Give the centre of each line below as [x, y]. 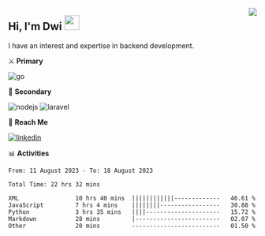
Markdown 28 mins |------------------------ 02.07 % [132, 219]
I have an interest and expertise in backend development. [101, 45]
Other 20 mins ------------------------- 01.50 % [132, 226]
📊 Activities [29, 153]
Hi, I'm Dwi [35, 26]
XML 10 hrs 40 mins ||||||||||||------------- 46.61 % [132, 198]
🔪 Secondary [30, 92]
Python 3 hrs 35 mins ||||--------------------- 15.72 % [132, 212]
